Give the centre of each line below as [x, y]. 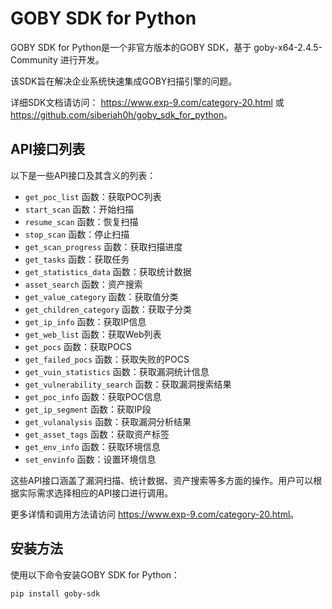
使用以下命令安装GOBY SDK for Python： [95, 574]
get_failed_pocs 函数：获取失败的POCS [107, 359]
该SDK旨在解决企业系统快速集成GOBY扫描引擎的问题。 [124, 81]
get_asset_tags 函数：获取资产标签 [97, 434]
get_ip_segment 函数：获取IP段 [88, 409]
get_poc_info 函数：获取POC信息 [93, 396]
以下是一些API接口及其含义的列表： [83, 175]
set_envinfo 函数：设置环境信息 [90, 459]
